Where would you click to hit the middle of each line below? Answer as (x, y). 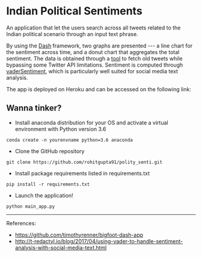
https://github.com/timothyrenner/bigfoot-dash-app (79, 235)
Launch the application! (44, 195)
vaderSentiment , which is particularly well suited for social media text (92, 71)
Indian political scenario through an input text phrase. (72, 34)
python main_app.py (31, 206)
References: (21, 223)
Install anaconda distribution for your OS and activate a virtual (91, 122)
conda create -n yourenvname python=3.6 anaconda (70, 140)
